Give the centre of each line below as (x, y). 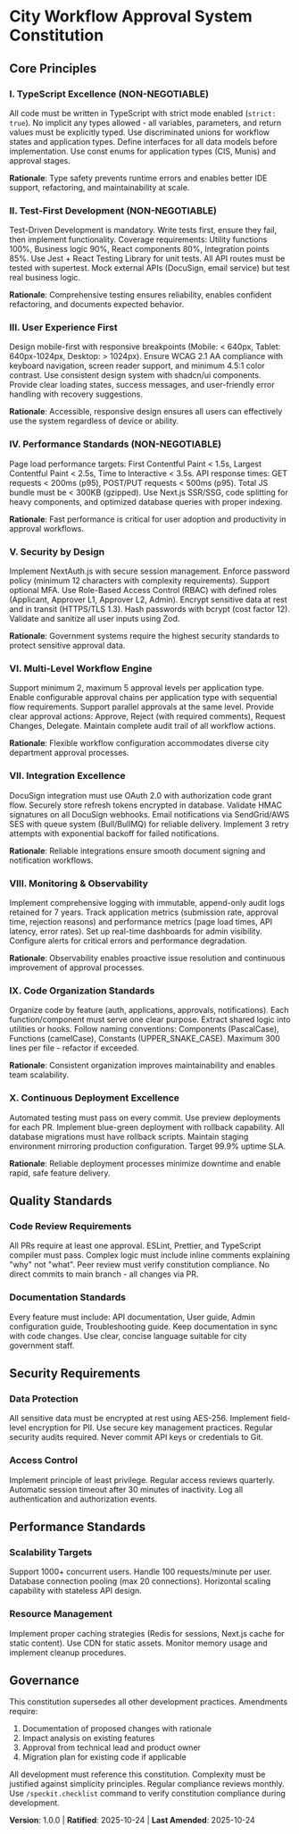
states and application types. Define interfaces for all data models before (143, 141)
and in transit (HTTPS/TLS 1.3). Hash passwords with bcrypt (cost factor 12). (149, 609)
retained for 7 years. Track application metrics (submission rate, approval (144, 912)
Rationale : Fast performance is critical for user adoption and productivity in (148, 519)
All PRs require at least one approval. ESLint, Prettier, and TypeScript (135, 1246)
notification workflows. (51, 860)
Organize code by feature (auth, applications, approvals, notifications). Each (149, 1010)
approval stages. (40, 160)
